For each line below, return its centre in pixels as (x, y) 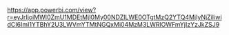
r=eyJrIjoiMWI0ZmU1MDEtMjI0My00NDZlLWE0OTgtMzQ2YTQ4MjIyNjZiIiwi (114, 17)
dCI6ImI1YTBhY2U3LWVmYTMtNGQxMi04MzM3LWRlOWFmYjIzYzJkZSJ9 (113, 24)
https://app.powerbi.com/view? (52, 10)
